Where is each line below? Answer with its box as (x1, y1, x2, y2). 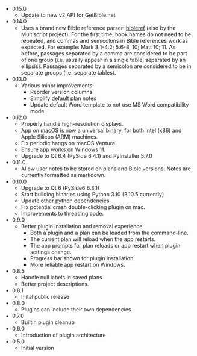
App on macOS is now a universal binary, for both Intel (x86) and (20, 126, 182, 134)
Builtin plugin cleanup (20, 319, 75, 326)
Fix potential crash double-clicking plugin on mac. (20, 204, 146, 210)
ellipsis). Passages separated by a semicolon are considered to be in (20, 63, 192, 70)
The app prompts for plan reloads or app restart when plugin (30, 242, 181, 249)
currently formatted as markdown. (20, 172, 106, 178)
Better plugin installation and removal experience (20, 223, 143, 230)
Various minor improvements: (20, 82, 95, 89)
